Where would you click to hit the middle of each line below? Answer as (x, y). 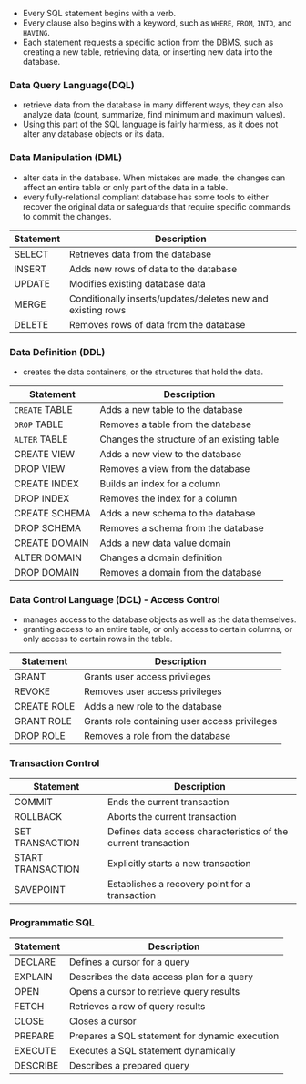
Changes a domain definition (161, 557)
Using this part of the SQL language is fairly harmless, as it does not (150, 124)
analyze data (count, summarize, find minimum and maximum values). (154, 115)
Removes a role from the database (157, 736)
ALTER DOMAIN (48, 557)
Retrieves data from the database (140, 254)
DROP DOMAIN (47, 572)
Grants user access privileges (147, 677)
